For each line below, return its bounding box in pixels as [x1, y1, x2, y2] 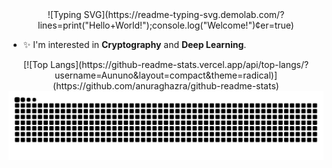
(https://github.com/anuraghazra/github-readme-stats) [52, 80, 280, 92]
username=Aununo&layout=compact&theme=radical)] [54, 69, 278, 81]
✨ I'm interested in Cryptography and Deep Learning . [22, 39, 247, 50]
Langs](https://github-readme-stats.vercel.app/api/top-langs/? [49, 59, 310, 70]
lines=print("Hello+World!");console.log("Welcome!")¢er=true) [37, 19, 295, 31]
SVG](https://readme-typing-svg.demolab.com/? [83, 9, 285, 20]
